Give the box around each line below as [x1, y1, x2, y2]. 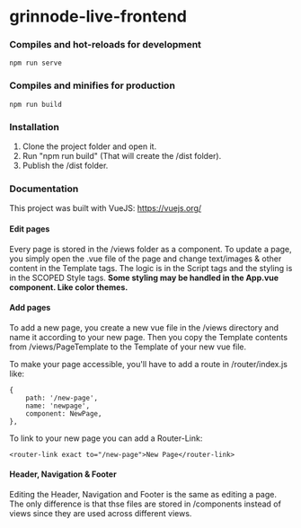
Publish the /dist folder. [22, 160, 109, 172]
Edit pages [9, 223, 50, 234]
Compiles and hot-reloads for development [9, 39, 202, 51]
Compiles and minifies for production [9, 79, 175, 92]
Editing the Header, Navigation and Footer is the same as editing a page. [9, 488, 277, 499]
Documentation [9, 182, 79, 195]
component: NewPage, [25, 409, 102, 418]
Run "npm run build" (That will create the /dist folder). [22, 151, 222, 162]
